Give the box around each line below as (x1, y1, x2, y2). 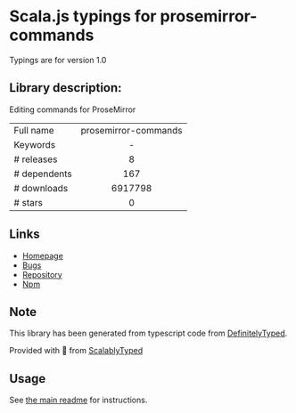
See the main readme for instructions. (9, 394, 148, 406)
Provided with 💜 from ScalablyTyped (9, 345, 144, 356)
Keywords (13, 138, 56, 150)
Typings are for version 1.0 (9, 54, 107, 65)
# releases (13, 153, 58, 166)
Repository (21, 269, 62, 279)
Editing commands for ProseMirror (9, 104, 136, 115)
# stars (13, 196, 43, 208)
